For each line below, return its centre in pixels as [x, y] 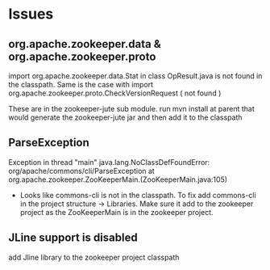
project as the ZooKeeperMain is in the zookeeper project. [116, 212]
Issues [31, 14]
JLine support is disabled [73, 238]
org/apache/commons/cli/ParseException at [81, 171]
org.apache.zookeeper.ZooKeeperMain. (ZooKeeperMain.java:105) [118, 179]
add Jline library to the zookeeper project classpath [94, 257]
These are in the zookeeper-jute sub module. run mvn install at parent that [132, 109]
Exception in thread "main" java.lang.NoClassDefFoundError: [109, 162]
